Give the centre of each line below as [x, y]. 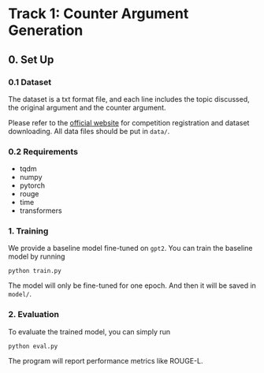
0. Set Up [31, 60]
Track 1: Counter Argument [99, 14]
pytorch [32, 185]
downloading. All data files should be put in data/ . [89, 131]
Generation [46, 30]
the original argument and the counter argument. [87, 107]
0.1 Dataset [30, 82]
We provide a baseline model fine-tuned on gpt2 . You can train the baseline [130, 248]
